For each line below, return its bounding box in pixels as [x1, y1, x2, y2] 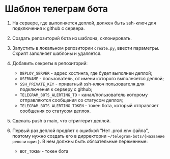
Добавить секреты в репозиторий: [12, 60, 88, 66]
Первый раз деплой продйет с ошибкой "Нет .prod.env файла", [12, 128, 149, 134]
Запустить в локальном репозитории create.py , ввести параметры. [12, 45, 160, 51]
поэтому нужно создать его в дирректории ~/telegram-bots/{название [12, 133, 165, 139]
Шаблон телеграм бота [5, 3, 108, 15]
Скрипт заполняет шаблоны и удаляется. [12, 50, 102, 56]
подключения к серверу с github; [19, 86, 93, 92]
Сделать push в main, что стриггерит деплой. [12, 117, 111, 123]
